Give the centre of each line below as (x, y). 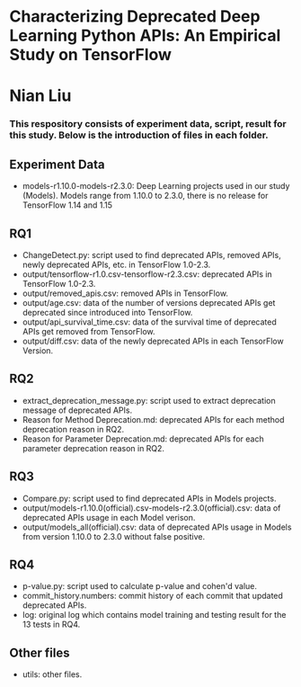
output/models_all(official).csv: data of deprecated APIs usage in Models (157, 527)
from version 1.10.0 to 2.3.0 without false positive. (114, 536)
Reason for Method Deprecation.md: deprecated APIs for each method (153, 419)
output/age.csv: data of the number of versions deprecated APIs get (149, 302)
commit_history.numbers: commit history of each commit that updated (152, 596)
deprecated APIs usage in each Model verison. (109, 517)
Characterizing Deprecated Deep (135, 17)
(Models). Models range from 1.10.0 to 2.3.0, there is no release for (145, 196)
